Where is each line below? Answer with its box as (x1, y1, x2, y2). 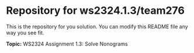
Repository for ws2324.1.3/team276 (6, 4, 185, 17)
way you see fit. (6, 29, 44, 36)
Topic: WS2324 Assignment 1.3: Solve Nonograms (6, 40, 128, 47)
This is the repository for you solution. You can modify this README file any (6, 23, 188, 30)
